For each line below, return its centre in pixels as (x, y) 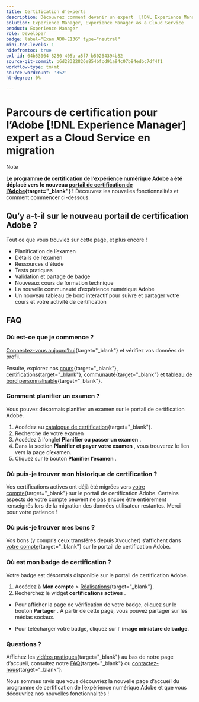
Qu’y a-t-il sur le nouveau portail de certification (97, 216)
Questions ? (24, 644)
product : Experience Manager (42, 28)
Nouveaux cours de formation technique (64, 282)
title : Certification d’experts (46, 12)
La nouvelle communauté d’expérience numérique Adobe (85, 289)
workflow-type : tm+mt (33, 67)
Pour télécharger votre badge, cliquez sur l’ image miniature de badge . (102, 628)
